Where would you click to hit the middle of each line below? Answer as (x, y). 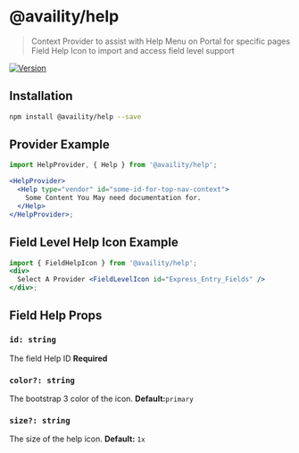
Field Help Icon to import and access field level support (133, 50)
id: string (33, 340)
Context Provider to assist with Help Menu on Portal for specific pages (161, 41)
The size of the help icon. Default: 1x (77, 439)
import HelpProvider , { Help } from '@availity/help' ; (113, 165)
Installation (41, 96)
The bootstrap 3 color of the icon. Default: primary (101, 398)
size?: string (40, 420)
